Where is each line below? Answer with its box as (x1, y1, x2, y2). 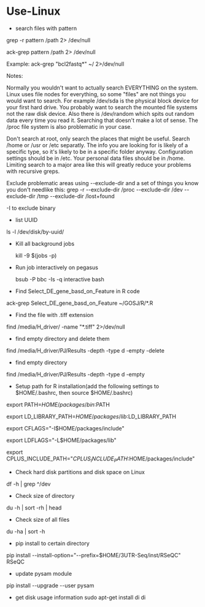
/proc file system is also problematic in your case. (6, 123, 133, 130)
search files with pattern (15, 25, 77, 32)
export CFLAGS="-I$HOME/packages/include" (6, 424, 125, 432)
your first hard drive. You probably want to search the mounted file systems (6, 103, 198, 111)
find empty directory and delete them (15, 335, 110, 342)
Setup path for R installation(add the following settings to (15, 382, 160, 390)
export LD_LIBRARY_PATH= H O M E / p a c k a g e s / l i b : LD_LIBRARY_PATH (6, 413, 177, 420)
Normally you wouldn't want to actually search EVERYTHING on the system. (6, 84, 198, 91)
